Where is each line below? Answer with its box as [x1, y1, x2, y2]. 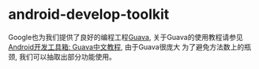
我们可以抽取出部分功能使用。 [18, 52, 116, 61]
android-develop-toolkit [8, 5, 170, 24]
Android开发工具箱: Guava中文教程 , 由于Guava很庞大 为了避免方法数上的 [8, 42, 245, 52]
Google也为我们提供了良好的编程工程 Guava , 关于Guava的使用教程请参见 [8, 32, 243, 42]
